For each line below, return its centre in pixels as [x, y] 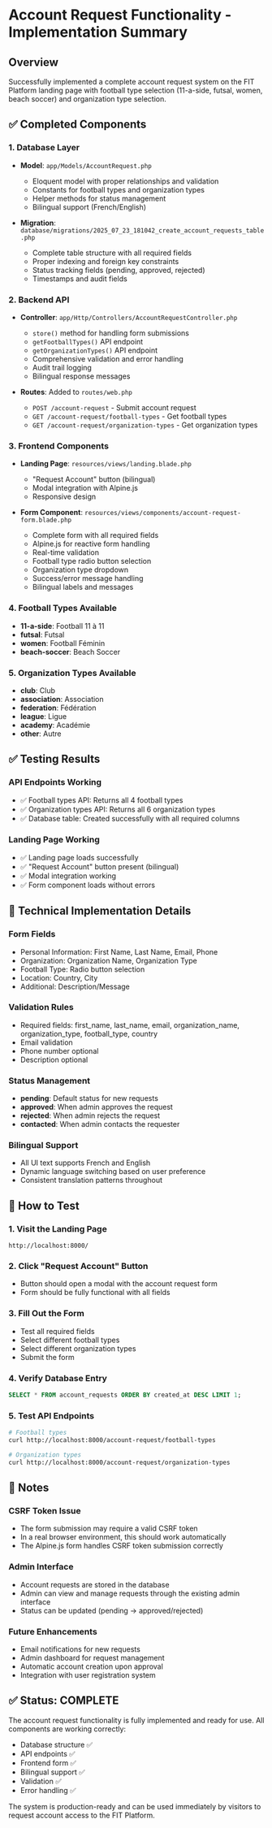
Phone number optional [59, 1050]
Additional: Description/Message [75, 986]
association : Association [62, 699]
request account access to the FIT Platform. [82, 1815]
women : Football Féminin [63, 643]
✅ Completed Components [78, 125]
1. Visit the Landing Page [58, 1228]
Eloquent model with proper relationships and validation [125, 181]
